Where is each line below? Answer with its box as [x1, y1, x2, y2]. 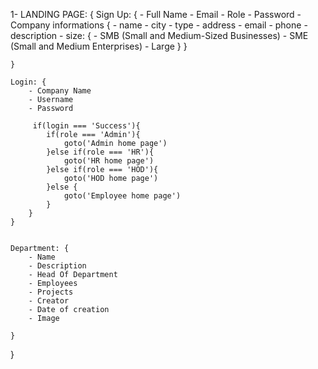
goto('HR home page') [63, 156, 155, 166]
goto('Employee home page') [63, 191, 182, 201]
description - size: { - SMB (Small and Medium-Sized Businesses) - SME [10, 30, 309, 41]
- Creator [28, 296, 70, 306]
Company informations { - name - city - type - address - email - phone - [10, 19, 308, 31]
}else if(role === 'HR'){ [46, 147, 155, 157]
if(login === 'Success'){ [32, 121, 141, 131]
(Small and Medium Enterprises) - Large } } [10, 40, 188, 52]
